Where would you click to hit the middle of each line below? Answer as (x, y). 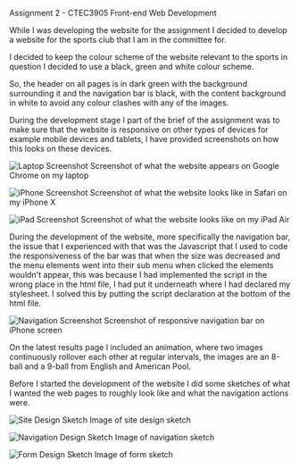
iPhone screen (36, 330)
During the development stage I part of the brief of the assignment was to (145, 120)
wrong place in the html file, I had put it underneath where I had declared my (150, 284)
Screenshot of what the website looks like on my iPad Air (185, 219)
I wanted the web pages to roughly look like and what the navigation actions (149, 393)
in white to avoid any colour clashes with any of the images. (119, 103)
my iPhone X (33, 202)
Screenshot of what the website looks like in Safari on (188, 193)
